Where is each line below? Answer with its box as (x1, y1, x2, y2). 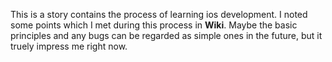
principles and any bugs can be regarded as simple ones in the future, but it (10, 30, 323, 41)
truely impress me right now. (10, 40, 128, 52)
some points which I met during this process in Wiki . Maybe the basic (10, 19, 298, 31)
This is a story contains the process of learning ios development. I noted (10, 9, 308, 20)
